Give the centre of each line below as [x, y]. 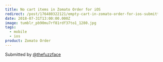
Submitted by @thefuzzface [33, 54]
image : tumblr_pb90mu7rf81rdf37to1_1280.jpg [51, 23]
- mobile [18, 32]
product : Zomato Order [28, 41]
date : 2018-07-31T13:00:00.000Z [38, 18]
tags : [10, 27]
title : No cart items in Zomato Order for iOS [53, 9]
